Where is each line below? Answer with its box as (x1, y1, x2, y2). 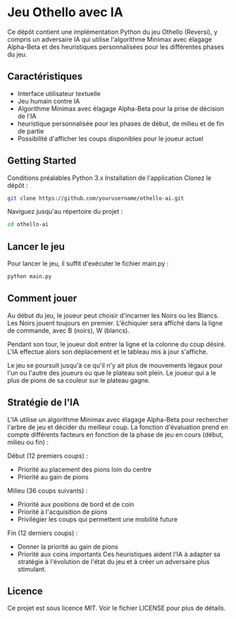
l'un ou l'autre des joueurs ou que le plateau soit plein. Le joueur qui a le (7, 368, 216, 377)
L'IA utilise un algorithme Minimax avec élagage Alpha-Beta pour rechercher (7, 415, 229, 423)
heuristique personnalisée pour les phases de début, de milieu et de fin (17, 119, 224, 128)
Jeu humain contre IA (17, 97, 80, 105)
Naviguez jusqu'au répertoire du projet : (7, 208, 123, 216)
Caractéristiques (7, 71, 83, 83)
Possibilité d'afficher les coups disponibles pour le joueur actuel (17, 134, 204, 143)
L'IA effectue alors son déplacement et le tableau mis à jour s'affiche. (7, 347, 209, 356)
